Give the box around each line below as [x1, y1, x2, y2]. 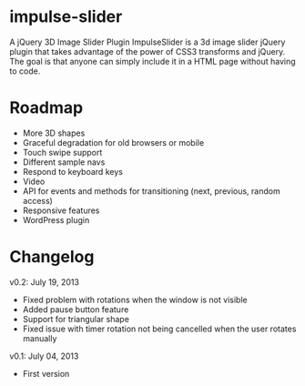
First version [22, 368, 70, 379]
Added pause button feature [22, 303, 129, 315]
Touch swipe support [22, 147, 103, 157]
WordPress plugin [22, 214, 90, 225]
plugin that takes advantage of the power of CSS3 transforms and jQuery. [9, 46, 286, 56]
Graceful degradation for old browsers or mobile [22, 137, 205, 147]
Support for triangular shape [22, 313, 130, 324]
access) [22, 195, 53, 206]
